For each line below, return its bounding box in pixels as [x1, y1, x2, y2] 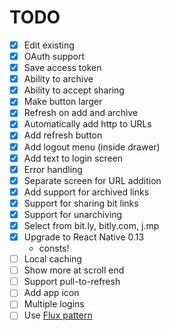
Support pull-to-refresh [23, 276, 121, 288]
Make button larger [23, 96, 103, 108]
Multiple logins [23, 298, 85, 310]
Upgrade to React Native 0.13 [23, 231, 145, 243]
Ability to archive [23, 73, 94, 85]
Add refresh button [23, 129, 103, 141]
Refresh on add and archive [23, 107, 139, 119]
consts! [38, 242, 70, 255]
